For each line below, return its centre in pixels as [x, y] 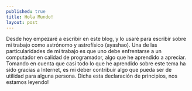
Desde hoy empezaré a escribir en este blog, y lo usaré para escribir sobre [96, 39]
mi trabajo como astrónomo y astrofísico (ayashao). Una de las [82, 45]
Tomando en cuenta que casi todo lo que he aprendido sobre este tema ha [96, 64]
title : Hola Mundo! [30, 17]
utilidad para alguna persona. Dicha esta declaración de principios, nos [92, 76]
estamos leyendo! [28, 82]
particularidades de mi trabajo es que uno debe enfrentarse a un [84, 51]
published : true [26, 11]
